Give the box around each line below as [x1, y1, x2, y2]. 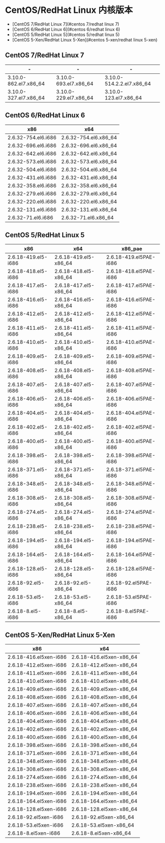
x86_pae [121, 245, 142, 252]
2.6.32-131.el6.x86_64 [61, 206, 117, 213]
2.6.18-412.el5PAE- [106, 310, 156, 317]
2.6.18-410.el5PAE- [106, 338, 156, 345]
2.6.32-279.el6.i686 [7, 190, 56, 197]
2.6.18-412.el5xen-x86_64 [71, 662, 137, 669]
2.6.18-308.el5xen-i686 [7, 766, 67, 773]
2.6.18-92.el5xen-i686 [7, 814, 64, 821]
